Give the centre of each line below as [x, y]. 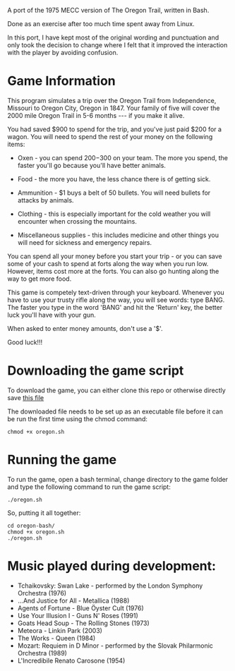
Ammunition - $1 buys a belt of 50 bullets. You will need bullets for [114, 193]
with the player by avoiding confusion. [63, 53]
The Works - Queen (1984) [56, 638]
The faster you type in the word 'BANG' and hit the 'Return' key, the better [115, 307]
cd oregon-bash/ [31, 526]
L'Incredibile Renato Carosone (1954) [71, 660]
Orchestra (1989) [42, 653]
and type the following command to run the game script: [89, 487]
